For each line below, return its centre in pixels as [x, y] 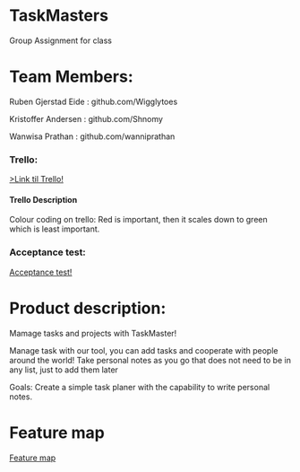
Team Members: [71, 77]
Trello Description [43, 199]
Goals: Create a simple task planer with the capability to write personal [140, 387]
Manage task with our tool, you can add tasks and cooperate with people [144, 350]
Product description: [88, 308]
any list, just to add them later [64, 370]
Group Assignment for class [60, 40]
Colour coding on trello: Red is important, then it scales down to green [138, 220]
